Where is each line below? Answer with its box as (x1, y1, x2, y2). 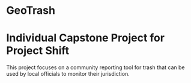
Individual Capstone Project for (6, 31, 165, 45)
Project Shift (6, 44, 70, 58)
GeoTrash (6, 4, 56, 17)
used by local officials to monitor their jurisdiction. (6, 70, 130, 78)
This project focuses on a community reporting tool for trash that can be (6, 64, 185, 71)
